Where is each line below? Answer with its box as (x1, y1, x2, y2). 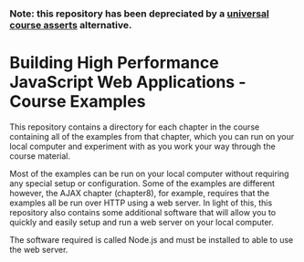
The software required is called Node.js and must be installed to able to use (9, 234, 294, 245)
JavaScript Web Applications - (9, 72, 246, 93)
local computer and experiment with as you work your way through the (9, 141, 276, 152)
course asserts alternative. (9, 18, 132, 31)
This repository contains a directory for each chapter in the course (9, 121, 260, 132)
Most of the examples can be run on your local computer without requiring (9, 168, 289, 179)
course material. (9, 150, 71, 162)
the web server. (9, 244, 68, 255)
